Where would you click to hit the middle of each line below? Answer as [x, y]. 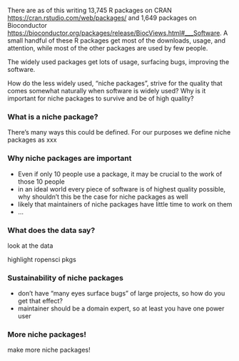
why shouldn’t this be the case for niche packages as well [103, 197]
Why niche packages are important [70, 158]
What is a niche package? [53, 117]
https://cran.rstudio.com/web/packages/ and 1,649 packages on [102, 18]
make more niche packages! [49, 350]
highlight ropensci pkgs [42, 259]
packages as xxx [32, 140]
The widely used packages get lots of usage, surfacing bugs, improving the [118, 62]
